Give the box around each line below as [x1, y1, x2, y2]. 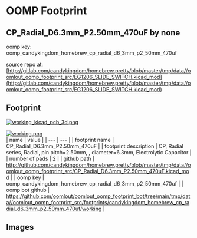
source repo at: [6, 61, 43, 68]
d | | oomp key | [6, 174, 44, 181]
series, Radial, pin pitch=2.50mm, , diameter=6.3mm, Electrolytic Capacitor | [6, 148, 192, 156]
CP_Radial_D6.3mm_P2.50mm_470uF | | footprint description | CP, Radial [6, 143, 184, 150]
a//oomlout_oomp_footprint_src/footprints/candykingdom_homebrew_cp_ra [6, 199, 190, 206]
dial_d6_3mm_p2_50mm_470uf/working [6, 205, 102, 212]
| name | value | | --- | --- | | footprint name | [6, 136, 114, 143]
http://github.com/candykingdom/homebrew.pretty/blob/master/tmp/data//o [6, 161, 191, 168]
